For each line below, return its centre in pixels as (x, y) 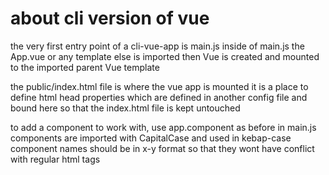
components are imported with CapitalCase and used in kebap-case (151, 138)
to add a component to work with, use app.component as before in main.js (163, 127)
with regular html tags (55, 159)
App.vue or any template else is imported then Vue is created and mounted (165, 56)
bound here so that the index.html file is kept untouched (125, 108)
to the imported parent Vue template (85, 67)
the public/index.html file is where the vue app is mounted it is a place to (159, 86)
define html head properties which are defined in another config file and (159, 97)
